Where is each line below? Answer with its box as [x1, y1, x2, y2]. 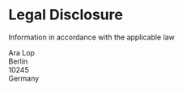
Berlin [8, 56, 28, 66]
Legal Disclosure [8, 6, 123, 24]
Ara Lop [8, 48, 35, 57]
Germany [8, 73, 40, 83]
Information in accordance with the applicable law [8, 32, 176, 42]
